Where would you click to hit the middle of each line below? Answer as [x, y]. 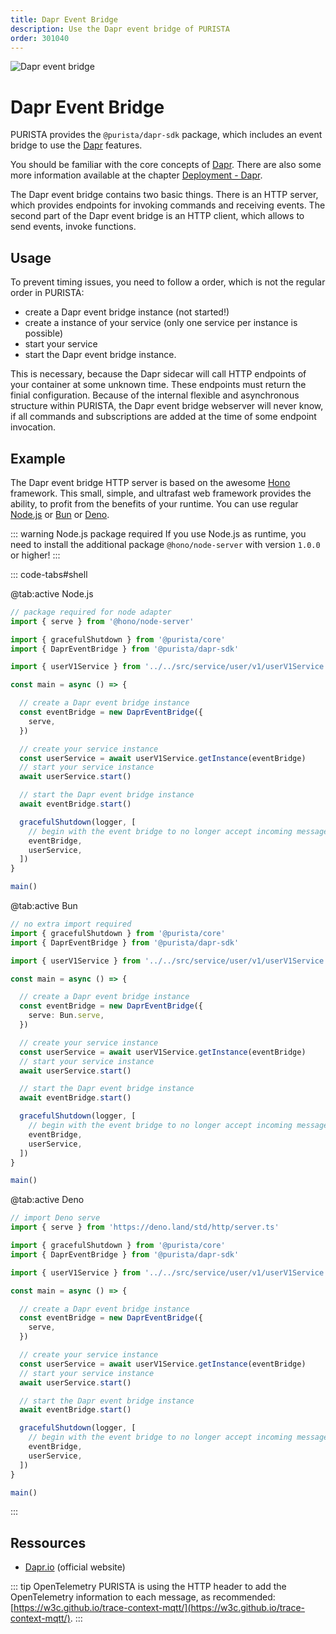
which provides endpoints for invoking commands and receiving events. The [168, 205]
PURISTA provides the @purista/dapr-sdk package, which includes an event [166, 135]
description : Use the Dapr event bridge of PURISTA [120, 29]
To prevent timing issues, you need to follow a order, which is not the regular [168, 282]
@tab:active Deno [47, 1200]
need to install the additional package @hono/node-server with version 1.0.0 [165, 544]
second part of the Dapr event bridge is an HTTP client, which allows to [157, 216]
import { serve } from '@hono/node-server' [102, 621]
